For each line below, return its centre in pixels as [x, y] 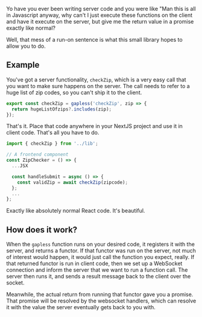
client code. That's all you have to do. [53, 133]
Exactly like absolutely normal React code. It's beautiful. [76, 211]
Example [23, 65]
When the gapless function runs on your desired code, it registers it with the [100, 245]
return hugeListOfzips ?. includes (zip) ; [62, 109]
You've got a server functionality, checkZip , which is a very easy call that [96, 79]
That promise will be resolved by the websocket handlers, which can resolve [101, 301]
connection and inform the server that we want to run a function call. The [97, 270]
